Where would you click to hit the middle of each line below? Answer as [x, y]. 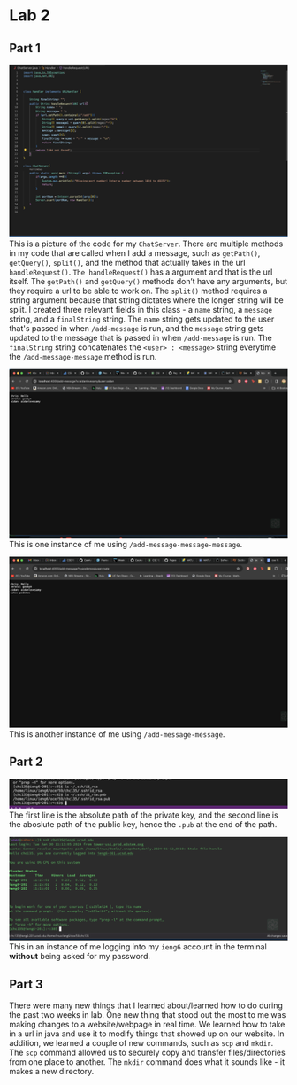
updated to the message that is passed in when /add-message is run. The [141, 337]
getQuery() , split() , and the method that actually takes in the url [127, 262]
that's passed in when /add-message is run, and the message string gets [137, 328]
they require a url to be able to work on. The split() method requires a [138, 291]
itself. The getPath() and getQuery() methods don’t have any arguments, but [148, 281]
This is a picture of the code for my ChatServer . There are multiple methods [146, 244]
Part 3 [26, 984]
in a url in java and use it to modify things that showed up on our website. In [147, 1034]
